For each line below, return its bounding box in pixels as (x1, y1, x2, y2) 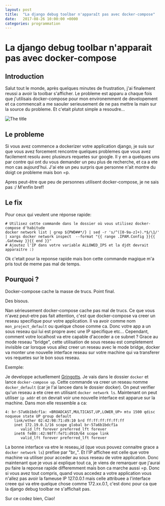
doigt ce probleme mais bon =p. (5, 170, 70, 176)
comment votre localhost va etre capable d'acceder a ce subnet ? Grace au (5, 333, 159, 339)
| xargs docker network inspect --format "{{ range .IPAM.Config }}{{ (5, 234, 155, 239)
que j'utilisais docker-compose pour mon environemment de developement (5, 96, 158, 102)
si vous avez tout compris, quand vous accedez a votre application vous (5, 470, 152, 476)
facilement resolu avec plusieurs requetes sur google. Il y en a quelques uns (5, 154, 160, 160)
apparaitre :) (5, 247, 34, 252)
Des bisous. (5, 298, 30, 304)
